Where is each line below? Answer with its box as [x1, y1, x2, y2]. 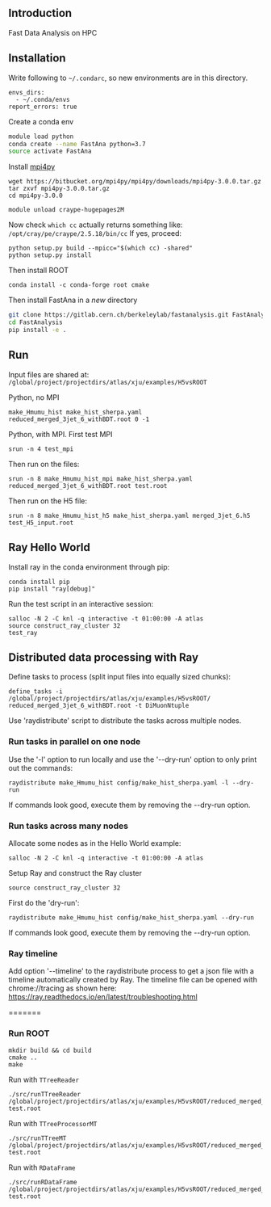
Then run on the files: [8, 459, 80, 469]
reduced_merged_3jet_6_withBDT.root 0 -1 [8, 415, 150, 423]
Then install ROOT [8, 266, 69, 275]
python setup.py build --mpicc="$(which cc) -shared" [8, 244, 194, 253]
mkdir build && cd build [8, 1046, 92, 1054]
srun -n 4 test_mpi [8, 444, 74, 453]
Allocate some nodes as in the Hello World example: [8, 838, 181, 847]
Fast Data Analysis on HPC [8, 27, 98, 37]
